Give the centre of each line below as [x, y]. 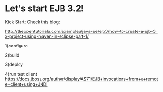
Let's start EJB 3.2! [44, 8]
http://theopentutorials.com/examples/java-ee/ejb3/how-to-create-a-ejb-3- [81, 31]
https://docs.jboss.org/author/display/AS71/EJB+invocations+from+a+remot [81, 79]
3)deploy [14, 64]
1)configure [17, 46]
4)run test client [21, 74]
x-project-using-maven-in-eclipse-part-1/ [47, 36]
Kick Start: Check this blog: [32, 22]
